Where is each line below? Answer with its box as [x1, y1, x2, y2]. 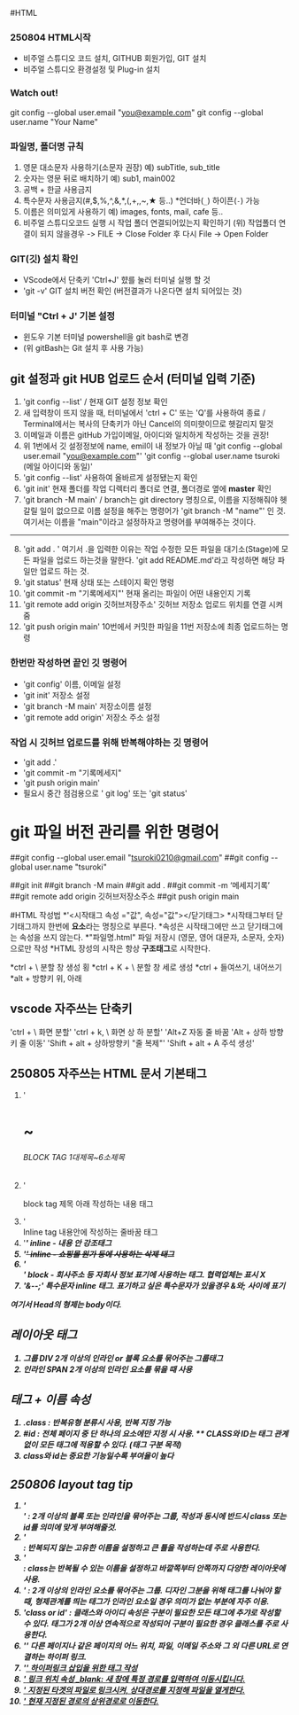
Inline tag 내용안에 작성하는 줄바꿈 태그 [22, 1227, 158, 1237]
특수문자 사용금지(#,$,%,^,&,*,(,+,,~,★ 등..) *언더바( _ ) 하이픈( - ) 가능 [22, 195, 260, 206]
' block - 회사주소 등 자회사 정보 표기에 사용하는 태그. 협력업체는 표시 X [22, 1269, 266, 1280]
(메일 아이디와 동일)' [22, 461, 94, 472]
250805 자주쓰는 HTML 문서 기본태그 [10, 1066, 207, 1081]
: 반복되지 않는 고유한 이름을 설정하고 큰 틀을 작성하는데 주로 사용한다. [22, 1542, 261, 1554]
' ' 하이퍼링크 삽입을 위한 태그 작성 [22, 1663, 138, 1673]
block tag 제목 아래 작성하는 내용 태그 [22, 1198, 154, 1209]
